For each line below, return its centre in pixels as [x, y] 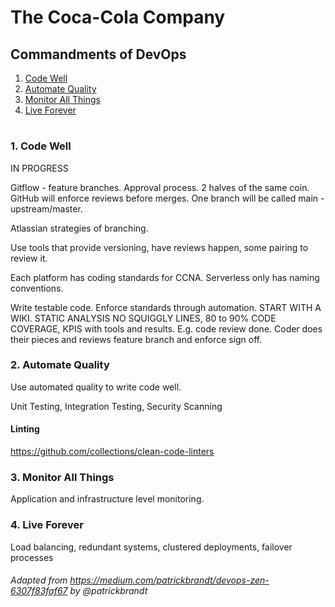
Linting [25, 429]
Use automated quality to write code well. [96, 387]
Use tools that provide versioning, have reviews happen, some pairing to [159, 247]
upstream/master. [46, 208]
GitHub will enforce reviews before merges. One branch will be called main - [167, 198]
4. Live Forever [47, 525]
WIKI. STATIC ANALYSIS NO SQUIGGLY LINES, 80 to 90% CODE [143, 318]
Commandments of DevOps [98, 54]
